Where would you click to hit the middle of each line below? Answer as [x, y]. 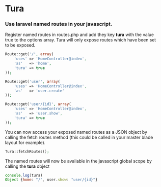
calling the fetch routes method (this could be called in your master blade [79, 137]
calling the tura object [27, 166]
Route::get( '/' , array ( [29, 54]
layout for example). [25, 142]
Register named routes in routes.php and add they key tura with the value [80, 35]
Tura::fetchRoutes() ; [27, 151]
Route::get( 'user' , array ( [33, 81]
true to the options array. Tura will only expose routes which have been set [80, 40]
